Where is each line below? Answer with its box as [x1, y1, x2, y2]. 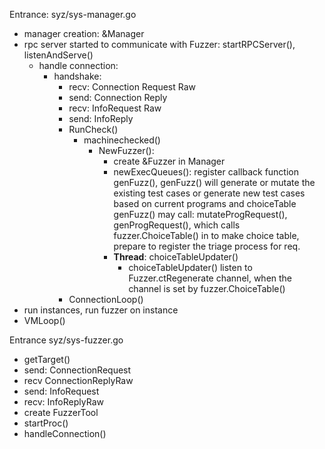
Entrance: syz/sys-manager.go [9, 9, 137, 20]
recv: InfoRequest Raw [68, 102, 162, 114]
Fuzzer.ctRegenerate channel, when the [128, 272, 293, 284]
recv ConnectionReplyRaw [23, 375, 134, 386]
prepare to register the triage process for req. [113, 240, 301, 252]
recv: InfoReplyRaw [23, 396, 104, 408]
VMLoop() [23, 315, 66, 326]
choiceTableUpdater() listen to [128, 262, 253, 273]
